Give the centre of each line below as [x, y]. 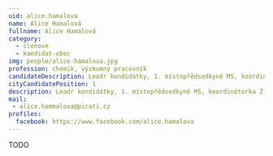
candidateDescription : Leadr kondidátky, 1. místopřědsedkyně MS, [123, 76]
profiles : [25, 115]
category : [25, 39]
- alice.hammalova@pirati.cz [61, 106]
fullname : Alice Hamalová [52, 31]
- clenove [32, 46]
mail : [17, 99]
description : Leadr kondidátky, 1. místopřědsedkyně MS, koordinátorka [132, 91]
